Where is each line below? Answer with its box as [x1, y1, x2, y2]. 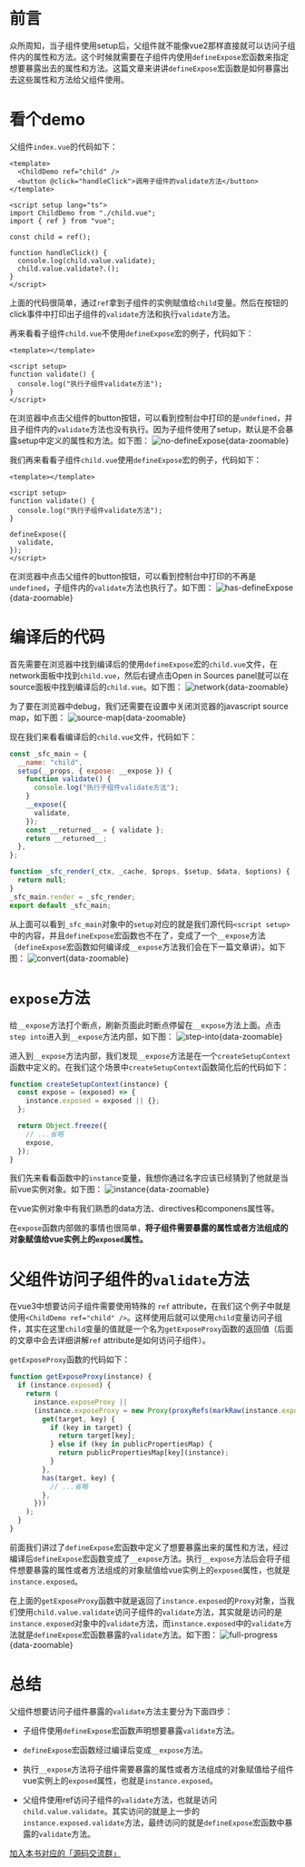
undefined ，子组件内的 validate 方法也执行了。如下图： [9, 582, 214, 593]
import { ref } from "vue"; [9, 216, 116, 225]
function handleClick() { [9, 248, 107, 257]
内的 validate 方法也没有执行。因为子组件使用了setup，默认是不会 [40, 423, 286, 434]
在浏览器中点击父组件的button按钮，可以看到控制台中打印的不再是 [9, 570, 257, 581]
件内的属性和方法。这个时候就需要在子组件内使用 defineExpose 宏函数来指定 [9, 51, 289, 62]
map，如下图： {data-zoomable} [9, 712, 186, 723]
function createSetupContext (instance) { [9, 1080, 169, 1089]
